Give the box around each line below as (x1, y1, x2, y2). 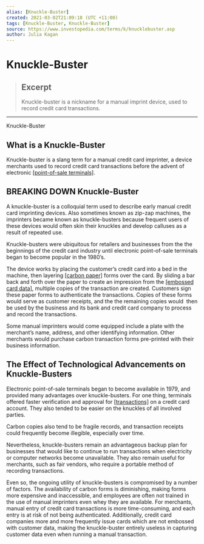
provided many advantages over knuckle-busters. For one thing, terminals (6, 391, 192, 399)
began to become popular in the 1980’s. (6, 253, 106, 261)
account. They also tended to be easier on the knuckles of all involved (6, 404, 182, 412)
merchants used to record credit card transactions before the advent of (6, 162, 185, 169)
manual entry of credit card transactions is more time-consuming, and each (6, 504, 195, 512)
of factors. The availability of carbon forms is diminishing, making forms (6, 485, 186, 492)
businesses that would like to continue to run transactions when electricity (6, 447, 192, 454)
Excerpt (21, 82, 52, 92)
